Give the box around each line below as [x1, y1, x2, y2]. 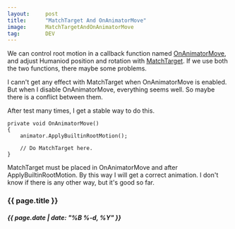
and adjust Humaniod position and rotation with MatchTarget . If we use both [7, 57, 228, 66]
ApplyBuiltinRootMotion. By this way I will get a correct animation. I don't [7, 171, 219, 180]
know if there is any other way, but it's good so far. [7, 178, 155, 187]
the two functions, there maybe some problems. [7, 64, 147, 73]
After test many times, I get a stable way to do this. [7, 106, 155, 115]
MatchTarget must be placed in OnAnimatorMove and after [7, 163, 178, 172]
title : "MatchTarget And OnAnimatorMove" [7, 17, 147, 24]
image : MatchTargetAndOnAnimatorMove [7, 23, 134, 30]
